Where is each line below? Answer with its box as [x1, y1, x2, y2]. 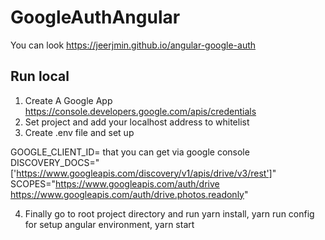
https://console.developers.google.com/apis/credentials [24, 105, 257, 117]
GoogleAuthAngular [10, 6, 181, 29]
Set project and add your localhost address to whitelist [24, 116, 250, 128]
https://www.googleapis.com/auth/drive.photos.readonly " [10, 188, 249, 200]
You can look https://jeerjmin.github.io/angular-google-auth [10, 39, 257, 51]
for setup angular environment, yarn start [24, 218, 195, 230]
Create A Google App [24, 94, 113, 106]
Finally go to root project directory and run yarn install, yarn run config [24, 207, 315, 220]
